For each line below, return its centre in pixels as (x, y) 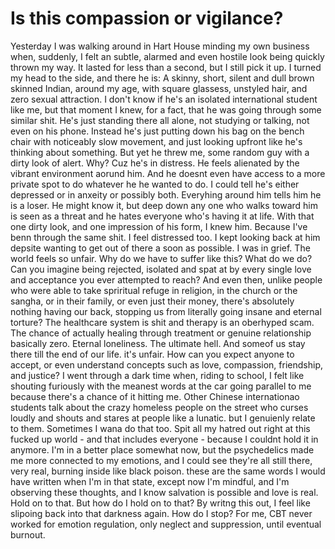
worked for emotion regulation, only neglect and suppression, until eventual (166, 524)
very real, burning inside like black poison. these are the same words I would (168, 471)
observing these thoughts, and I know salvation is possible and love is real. (164, 492)
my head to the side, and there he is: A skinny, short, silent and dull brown (162, 78)
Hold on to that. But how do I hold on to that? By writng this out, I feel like (160, 503)
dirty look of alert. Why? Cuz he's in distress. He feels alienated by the (155, 163)
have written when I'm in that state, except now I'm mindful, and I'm (150, 481)
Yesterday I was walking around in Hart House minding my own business (160, 46)
